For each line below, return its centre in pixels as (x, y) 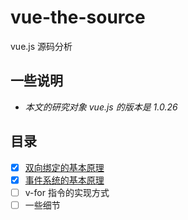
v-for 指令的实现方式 (67, 192)
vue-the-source (78, 17)
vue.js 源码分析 (41, 46)
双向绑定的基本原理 (64, 167)
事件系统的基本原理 (64, 180)
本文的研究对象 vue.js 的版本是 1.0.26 (101, 107)
